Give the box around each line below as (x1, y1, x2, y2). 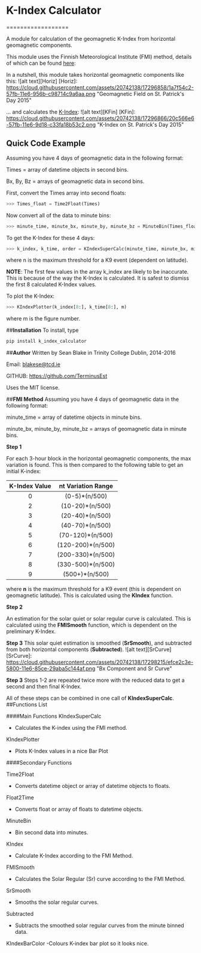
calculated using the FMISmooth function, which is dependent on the (6, 622, 178, 629)
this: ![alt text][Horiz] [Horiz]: (6, 77, 78, 85)
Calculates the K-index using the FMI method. (14, 724, 127, 732)
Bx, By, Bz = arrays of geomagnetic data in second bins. (6, 178, 145, 185)
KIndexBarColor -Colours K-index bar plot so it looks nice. (6, 940, 149, 947)
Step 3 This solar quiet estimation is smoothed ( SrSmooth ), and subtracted (6, 640, 192, 647)
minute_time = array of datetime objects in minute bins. (6, 413, 142, 421)
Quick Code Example (6, 139, 86, 149)
